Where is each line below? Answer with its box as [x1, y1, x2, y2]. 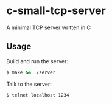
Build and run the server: [6, 57, 69, 64]
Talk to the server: [6, 80, 52, 88]
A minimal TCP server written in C [6, 24, 91, 31]
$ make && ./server [6, 69, 56, 75]
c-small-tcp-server [6, 4, 107, 18]
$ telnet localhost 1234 [6, 92, 69, 98]
